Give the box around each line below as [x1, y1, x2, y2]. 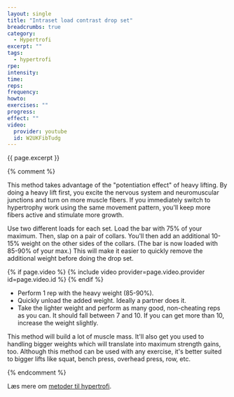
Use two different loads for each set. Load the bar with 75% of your [7, 224, 202, 233]
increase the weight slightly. [17, 319, 99, 327]
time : [7, 75, 23, 83]
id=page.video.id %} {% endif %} [7, 275, 104, 284]
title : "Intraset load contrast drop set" [7, 17, 133, 24]
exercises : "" [7, 102, 49, 109]
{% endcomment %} [7, 368, 67, 377]
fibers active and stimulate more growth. [7, 211, 124, 219]
